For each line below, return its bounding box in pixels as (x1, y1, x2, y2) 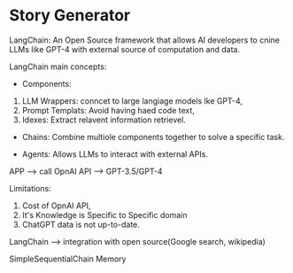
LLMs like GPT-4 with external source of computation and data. (9, 43, 241, 54)
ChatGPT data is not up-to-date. (21, 219, 140, 230)
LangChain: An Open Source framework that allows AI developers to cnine (9, 35, 281, 45)
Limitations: (9, 183, 51, 193)
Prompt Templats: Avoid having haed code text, (21, 105, 195, 115)
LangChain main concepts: (9, 61, 107, 72)
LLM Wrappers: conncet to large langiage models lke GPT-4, (21, 95, 243, 106)
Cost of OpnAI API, (21, 200, 91, 211)
